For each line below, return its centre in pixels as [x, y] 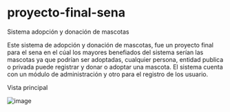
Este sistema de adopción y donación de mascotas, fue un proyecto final [111, 45]
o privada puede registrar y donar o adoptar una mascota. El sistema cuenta [115, 67]
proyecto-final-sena [66, 13]
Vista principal [28, 87]
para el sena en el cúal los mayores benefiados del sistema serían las [105, 52]
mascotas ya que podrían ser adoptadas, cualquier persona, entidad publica [115, 59]
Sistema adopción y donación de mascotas [68, 32]
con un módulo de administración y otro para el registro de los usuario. [108, 74]
